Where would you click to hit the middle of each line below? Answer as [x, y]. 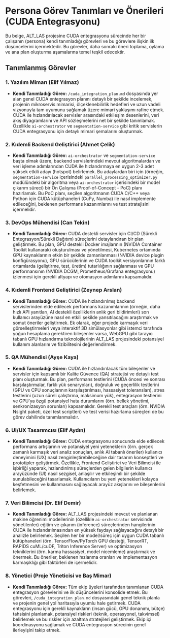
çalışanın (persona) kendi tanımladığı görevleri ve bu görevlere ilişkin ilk [80, 41]
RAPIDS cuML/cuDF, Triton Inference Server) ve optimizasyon [77, 547]
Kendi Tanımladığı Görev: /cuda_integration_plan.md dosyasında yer [85, 93]
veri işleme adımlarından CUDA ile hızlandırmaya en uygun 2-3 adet [83, 166]
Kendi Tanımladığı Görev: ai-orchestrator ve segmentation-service [84, 155]
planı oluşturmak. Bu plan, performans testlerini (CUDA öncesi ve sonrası [89, 379]
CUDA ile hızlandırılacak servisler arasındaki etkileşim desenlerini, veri [86, 115]
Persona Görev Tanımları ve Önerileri [84, 11]
